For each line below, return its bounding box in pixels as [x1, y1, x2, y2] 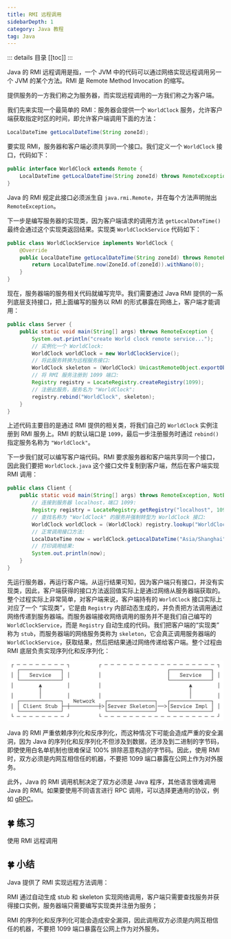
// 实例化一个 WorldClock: [32, 342, 104, 350]
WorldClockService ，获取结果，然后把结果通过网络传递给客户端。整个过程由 [7, 638, 222, 646]
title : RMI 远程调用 [7, 11, 62, 18]
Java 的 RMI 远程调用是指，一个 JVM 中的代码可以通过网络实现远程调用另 [7, 68, 216, 76]
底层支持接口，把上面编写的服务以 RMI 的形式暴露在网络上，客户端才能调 [12, 298, 221, 306]
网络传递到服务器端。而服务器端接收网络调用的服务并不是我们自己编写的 [7, 612, 212, 620]
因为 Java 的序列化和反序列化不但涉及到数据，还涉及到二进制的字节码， [19, 738, 223, 746]
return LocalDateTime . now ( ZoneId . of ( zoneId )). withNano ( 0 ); [32, 261, 205, 268]
